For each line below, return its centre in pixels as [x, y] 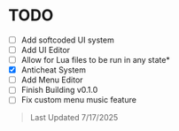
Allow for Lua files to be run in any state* [95, 60]
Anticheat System [53, 70]
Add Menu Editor [52, 80]
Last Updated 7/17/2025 [74, 118]
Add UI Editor [46, 50]
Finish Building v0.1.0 [59, 90]
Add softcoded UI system [67, 40]
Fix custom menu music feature [78, 100]
